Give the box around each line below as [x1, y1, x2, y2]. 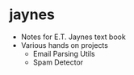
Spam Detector [32, 57, 84, 67]
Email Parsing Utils [32, 49, 95, 58]
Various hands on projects [20, 40, 108, 49]
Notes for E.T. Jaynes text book [20, 32, 126, 41]
